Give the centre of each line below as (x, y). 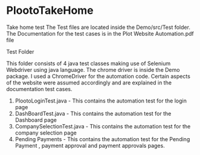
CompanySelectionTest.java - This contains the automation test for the (103, 126)
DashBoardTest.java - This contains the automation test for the (93, 113)
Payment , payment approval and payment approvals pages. (90, 145)
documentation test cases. (39, 89)
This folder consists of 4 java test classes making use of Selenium (89, 63)
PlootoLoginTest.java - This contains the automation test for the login (101, 101)
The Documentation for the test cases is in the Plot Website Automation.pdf (100, 33)
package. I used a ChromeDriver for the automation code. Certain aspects (98, 76)
